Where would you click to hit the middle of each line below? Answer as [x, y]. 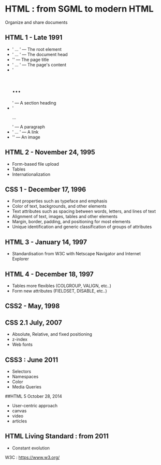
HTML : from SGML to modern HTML [79, 9]
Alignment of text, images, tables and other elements [65, 217]
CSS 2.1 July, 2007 [34, 322]
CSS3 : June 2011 [31, 360]
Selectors [22, 371]
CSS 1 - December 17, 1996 [45, 189]
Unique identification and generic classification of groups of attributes [82, 227]
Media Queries [27, 387]
